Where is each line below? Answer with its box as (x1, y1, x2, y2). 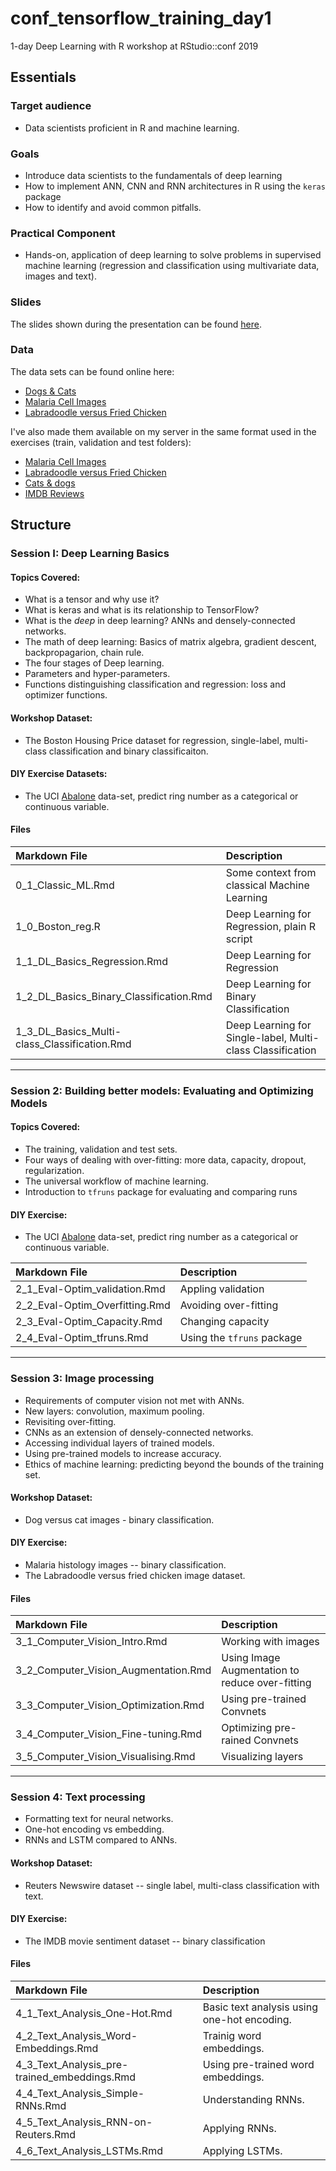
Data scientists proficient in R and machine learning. (24, 122, 240, 134)
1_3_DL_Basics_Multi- (15, 1024, 122, 1038)
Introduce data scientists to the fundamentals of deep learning (24, 169, 283, 181)
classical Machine (225, 878, 310, 892)
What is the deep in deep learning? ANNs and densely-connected (24, 615, 296, 627)
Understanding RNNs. (202, 2093, 305, 2107)
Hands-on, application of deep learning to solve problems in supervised (24, 249, 322, 261)
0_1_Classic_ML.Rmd (15, 878, 115, 892)
